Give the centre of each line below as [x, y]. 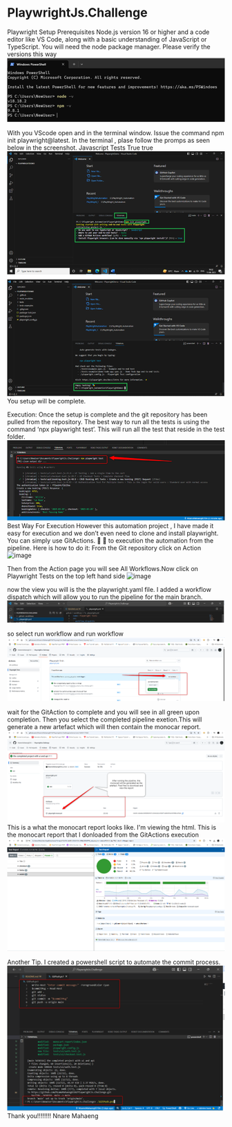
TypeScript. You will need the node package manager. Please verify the [109, 46]
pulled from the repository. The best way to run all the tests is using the [108, 421]
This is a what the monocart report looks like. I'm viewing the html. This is [112, 827]
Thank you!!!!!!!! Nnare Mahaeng [53, 1116]
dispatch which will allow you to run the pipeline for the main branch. [105, 597]
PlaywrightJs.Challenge [77, 13]
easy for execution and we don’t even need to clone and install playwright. [113, 533]
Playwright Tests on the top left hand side [66, 576]
